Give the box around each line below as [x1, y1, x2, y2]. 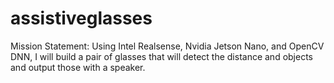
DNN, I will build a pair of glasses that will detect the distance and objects [10, 50, 314, 62]
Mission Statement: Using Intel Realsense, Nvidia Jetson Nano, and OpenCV [10, 40, 325, 52]
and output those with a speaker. [10, 61, 146, 73]
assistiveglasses [10, 7, 153, 30]
